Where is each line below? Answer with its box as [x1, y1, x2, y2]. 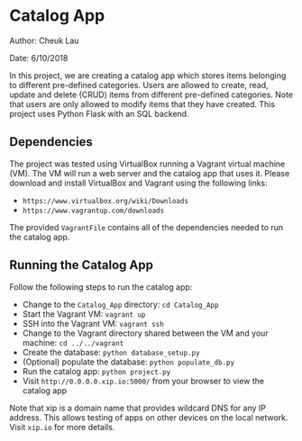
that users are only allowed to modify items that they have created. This [9, 98, 276, 109]
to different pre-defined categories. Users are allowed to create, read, [9, 79, 269, 90]
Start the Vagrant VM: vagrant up [22, 308, 146, 319]
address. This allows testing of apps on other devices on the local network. [9, 411, 288, 423]
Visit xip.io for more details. [9, 421, 115, 432]
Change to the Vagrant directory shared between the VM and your [22, 328, 269, 338]
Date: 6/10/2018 [9, 52, 69, 63]
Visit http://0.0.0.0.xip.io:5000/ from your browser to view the [22, 375, 265, 386]
